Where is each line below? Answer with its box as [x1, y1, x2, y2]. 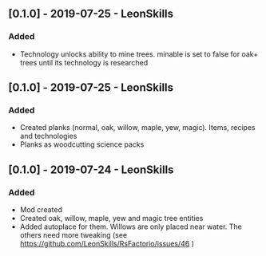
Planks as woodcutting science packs [19, 140, 145, 149]
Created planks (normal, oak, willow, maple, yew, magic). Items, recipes [19, 123, 256, 132]
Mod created [19, 205, 62, 215]
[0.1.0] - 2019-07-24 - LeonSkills [8, 163, 174, 176]
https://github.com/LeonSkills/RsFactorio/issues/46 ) [19, 239, 194, 249]
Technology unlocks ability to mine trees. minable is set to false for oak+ [19, 49, 258, 59]
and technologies [19, 132, 77, 141]
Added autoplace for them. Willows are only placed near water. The [19, 222, 242, 231]
